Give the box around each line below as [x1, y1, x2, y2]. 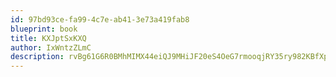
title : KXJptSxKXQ [10, 33, 87, 43]
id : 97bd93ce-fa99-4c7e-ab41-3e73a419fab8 [10, 14, 190, 25]
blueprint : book [10, 24, 78, 34]
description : [10, 52, 65, 62]
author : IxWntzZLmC [10, 42, 92, 53]
